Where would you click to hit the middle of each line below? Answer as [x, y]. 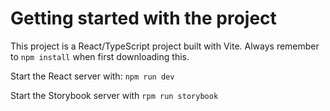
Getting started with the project [143, 18]
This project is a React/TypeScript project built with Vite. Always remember [165, 46]
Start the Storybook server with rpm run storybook [114, 95]
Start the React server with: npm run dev [92, 76]
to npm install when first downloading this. [100, 56]
